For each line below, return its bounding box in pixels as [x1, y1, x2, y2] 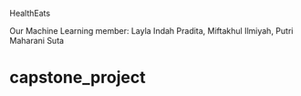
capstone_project [9, 68, 146, 88]
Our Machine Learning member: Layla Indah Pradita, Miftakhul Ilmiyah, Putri [9, 26, 294, 36]
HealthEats [9, 8, 51, 18]
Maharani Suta [9, 36, 65, 46]
